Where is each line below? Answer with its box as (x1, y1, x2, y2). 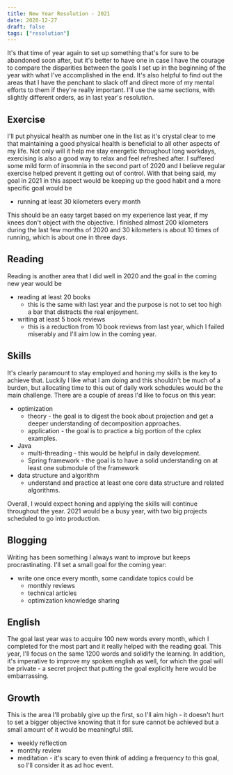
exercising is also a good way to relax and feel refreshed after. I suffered (7, 154, 214, 163)
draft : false (7, 23, 45, 30)
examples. (27, 434, 58, 442)
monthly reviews (27, 581, 75, 589)
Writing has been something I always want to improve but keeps (7, 552, 191, 562)
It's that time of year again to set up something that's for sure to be (7, 49, 200, 57)
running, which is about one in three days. (7, 233, 128, 241)
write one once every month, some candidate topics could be (17, 573, 193, 582)
